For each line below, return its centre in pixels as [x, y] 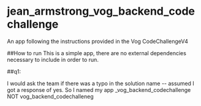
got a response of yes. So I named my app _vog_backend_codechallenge [99, 89]
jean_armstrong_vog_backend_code [101, 11]
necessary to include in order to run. [53, 59]
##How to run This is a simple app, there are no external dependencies [97, 53]
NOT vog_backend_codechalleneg [50, 96]
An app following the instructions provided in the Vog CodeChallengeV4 [98, 41]
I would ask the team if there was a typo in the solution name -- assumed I [101, 83]
